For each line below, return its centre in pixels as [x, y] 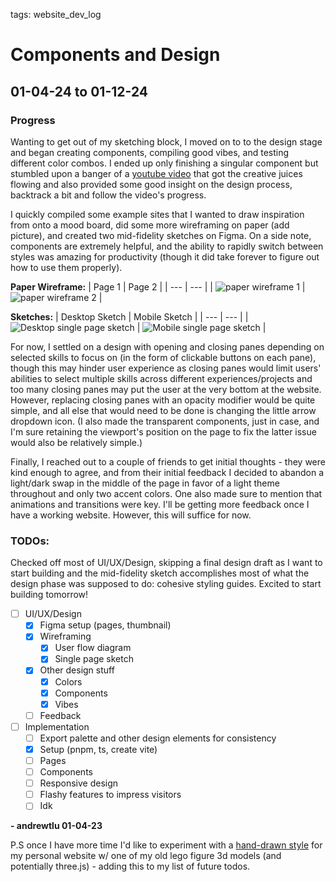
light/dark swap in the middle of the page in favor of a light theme [145, 483]
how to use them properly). [66, 267]
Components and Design [115, 55]
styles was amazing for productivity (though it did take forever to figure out [165, 256]
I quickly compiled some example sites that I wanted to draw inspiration [157, 214]
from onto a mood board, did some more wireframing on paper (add [150, 225]
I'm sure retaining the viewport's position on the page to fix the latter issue [163, 431]
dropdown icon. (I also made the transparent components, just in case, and [165, 421]
